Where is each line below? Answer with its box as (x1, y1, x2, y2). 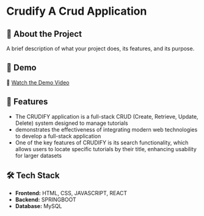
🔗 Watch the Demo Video (6, 78, 70, 86)
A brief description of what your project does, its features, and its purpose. (6, 45, 195, 52)
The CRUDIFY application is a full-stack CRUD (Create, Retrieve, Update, (15, 113, 199, 120)
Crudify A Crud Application (6, 4, 147, 18)
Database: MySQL (15, 203, 62, 210)
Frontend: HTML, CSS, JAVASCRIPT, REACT (15, 190, 128, 197)
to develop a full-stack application (15, 132, 101, 140)
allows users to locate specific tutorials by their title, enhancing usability (15, 145, 197, 152)
